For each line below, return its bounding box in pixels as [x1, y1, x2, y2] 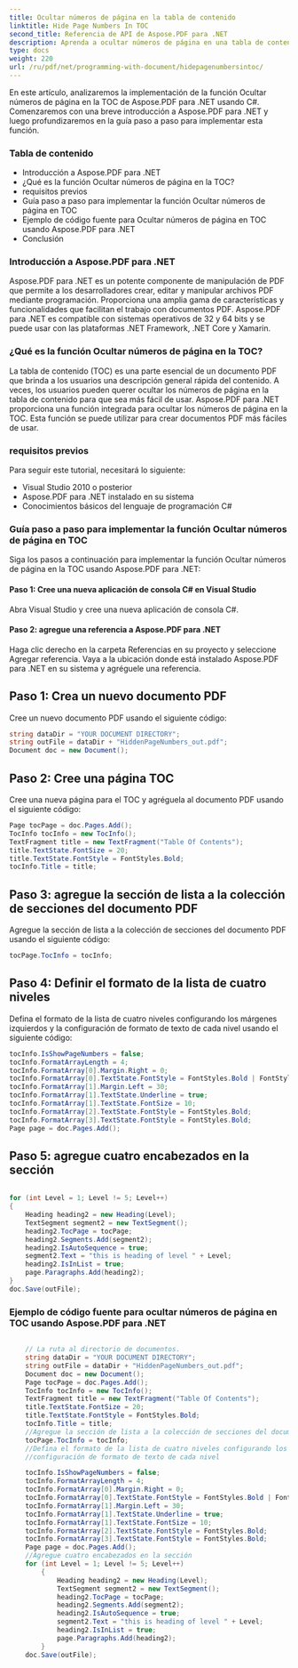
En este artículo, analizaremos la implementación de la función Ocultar [9, 86, 267, 98]
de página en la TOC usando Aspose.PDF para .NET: [9, 564, 201, 575]
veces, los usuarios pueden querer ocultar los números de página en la [9, 384, 269, 395]
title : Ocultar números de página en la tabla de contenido [9, 12, 237, 22]
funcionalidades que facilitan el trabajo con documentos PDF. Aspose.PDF [9, 304, 281, 315]
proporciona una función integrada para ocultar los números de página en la [9, 403, 288, 414]
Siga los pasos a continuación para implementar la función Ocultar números [9, 554, 286, 565]
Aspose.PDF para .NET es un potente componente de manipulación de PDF [9, 276, 286, 286]
